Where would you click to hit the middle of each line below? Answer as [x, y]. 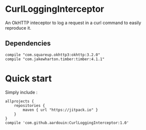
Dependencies [28, 44]
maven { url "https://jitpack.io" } [60, 110]
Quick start [28, 79]
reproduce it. [18, 28]
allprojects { [20, 101]
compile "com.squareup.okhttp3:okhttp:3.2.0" [53, 55]
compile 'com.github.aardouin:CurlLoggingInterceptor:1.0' [67, 123]
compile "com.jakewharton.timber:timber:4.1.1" [55, 59]
